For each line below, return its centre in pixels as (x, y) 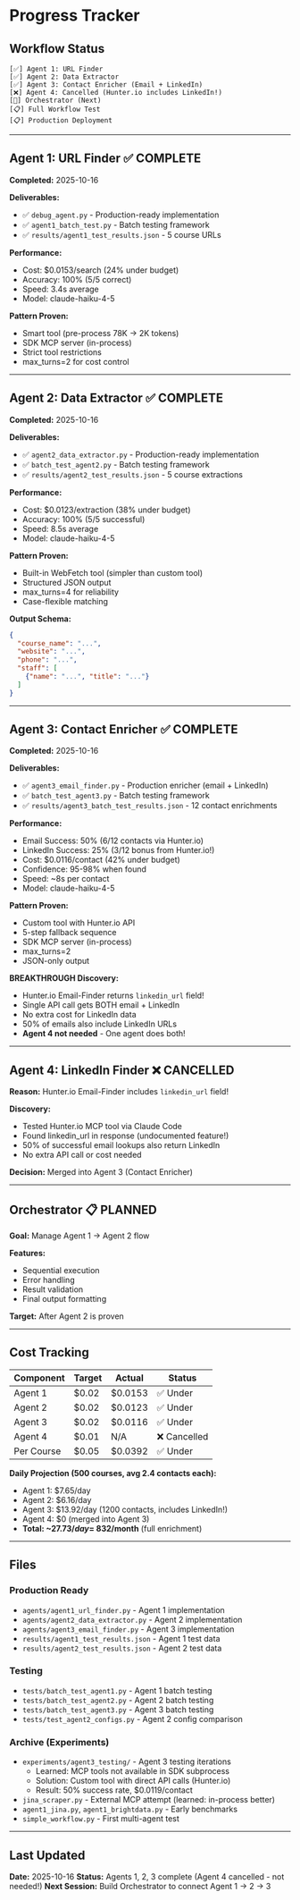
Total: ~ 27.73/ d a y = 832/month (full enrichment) (112, 1528)
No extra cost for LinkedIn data (79, 1015)
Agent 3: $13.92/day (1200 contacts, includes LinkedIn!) (125, 1509)
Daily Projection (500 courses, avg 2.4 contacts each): (113, 1473)
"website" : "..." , (52, 652)
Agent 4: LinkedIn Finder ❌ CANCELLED (122, 1070)
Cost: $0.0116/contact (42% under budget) (101, 860)
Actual (129, 1378)
